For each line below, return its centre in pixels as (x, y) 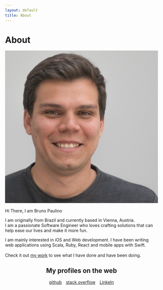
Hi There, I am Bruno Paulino (33, 211)
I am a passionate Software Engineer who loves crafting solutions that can (79, 226)
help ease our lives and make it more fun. (46, 230)
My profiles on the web (81, 270)
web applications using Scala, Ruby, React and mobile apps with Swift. (75, 245)
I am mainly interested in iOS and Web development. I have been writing (77, 240)
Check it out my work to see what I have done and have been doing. (73, 255)
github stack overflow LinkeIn (81, 282)
